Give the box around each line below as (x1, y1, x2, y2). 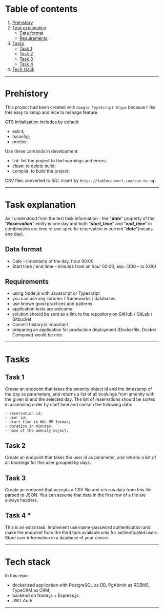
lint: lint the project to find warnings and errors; (12, 157, 107, 163)
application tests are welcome (12, 306, 73, 312)
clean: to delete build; (12, 163, 56, 169)
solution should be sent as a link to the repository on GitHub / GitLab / (12, 311, 153, 317)
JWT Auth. (12, 597, 34, 603)
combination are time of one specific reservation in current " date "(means (5, 226, 153, 232)
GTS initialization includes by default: (5, 119, 80, 125)
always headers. (5, 497, 38, 503)
